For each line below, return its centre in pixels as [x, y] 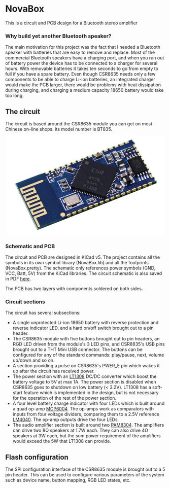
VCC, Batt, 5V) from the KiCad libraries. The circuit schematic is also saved [84, 273]
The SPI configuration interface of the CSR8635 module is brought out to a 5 [85, 469]
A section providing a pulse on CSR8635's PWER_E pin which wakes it [86, 366]
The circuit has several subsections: [43, 313]
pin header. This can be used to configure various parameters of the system [85, 475]
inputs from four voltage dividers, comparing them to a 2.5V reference [86, 414]
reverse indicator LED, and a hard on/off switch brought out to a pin [83, 328]
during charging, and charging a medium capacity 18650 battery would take [84, 90]
